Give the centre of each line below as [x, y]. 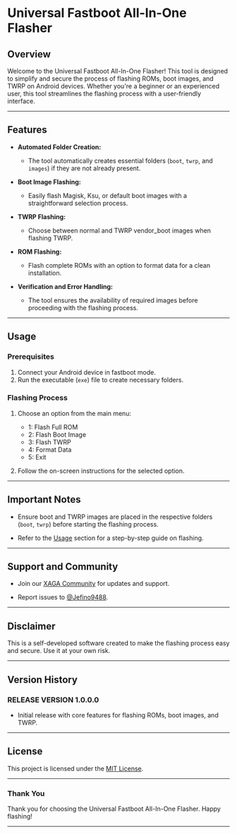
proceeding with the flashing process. [83, 307]
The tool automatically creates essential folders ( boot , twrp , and [120, 160]
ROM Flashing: [39, 252]
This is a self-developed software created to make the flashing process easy [119, 643]
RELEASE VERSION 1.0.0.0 [53, 700]
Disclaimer [31, 626]
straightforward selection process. [78, 203]
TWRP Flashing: [41, 216]
